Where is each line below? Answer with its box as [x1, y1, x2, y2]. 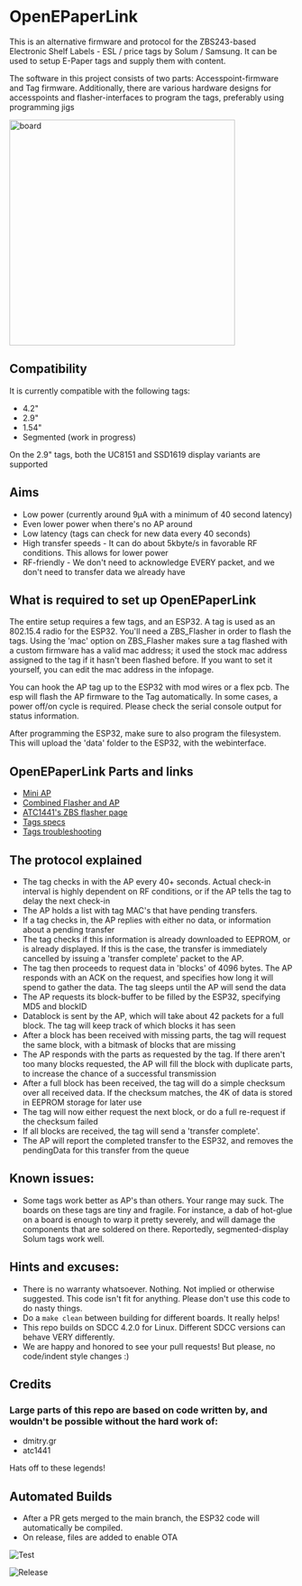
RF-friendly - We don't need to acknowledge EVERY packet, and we [22, 557, 275, 568]
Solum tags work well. [22, 1233, 105, 1244]
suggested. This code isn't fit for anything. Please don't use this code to [22, 1293, 290, 1303]
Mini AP [22, 788, 52, 799]
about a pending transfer [22, 924, 115, 935]
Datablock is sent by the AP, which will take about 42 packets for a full [22, 1011, 284, 1021]
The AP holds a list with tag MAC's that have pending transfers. [22, 905, 259, 915]
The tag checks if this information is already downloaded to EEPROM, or [22, 934, 291, 944]
